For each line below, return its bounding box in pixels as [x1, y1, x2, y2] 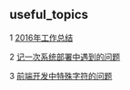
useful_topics [9, 7, 89, 22]
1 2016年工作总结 [9, 31, 74, 43]
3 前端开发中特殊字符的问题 [9, 70, 113, 81]
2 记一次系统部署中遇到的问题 [9, 51, 121, 62]
